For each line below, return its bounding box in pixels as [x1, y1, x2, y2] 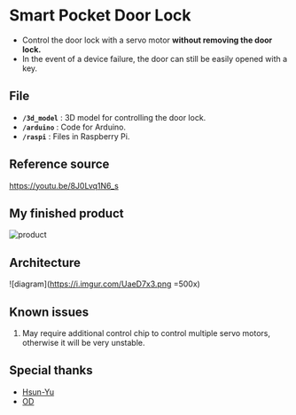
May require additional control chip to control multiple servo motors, [21, 328, 270, 338]
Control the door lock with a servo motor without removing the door [21, 35, 273, 45]
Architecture [9, 254, 82, 270]
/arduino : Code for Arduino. [21, 121, 127, 132]
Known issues [9, 304, 90, 319]
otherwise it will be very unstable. [21, 338, 145, 348]
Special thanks [9, 363, 93, 378]
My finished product [9, 206, 124, 221]
